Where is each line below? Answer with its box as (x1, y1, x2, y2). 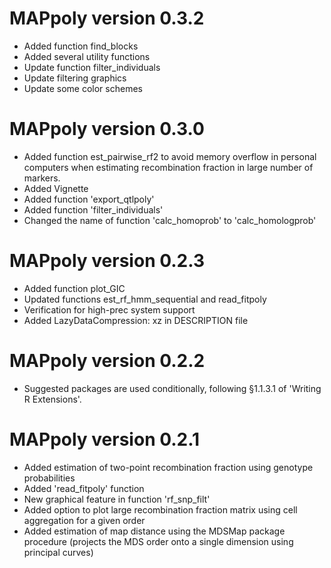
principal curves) (23, 546, 94, 558)
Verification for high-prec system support (23, 303, 196, 316)
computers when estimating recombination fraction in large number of (23, 161, 314, 173)
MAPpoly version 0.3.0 (9, 118, 205, 141)
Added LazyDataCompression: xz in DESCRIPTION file (23, 314, 249, 326)
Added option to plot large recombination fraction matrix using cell (23, 503, 298, 516)
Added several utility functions (23, 50, 151, 62)
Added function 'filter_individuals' (23, 203, 164, 216)
